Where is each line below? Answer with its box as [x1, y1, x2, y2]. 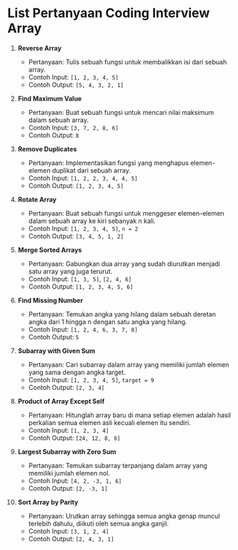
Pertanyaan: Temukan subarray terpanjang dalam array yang [28, 461, 207, 469]
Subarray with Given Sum [17, 346, 96, 355]
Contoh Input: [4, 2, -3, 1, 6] [28, 476, 122, 485]
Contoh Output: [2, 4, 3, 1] [28, 534, 114, 543]
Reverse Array [17, 44, 62, 52]
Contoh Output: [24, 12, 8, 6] [28, 434, 121, 442]
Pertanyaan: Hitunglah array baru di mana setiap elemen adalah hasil [28, 411, 231, 419]
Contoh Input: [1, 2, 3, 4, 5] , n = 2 [28, 224, 139, 233]
